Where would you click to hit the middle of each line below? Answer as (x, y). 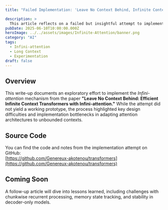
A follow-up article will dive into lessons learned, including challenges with (82, 191)
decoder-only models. (28, 202)
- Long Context (25, 51)
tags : (11, 42)
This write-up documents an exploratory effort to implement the (71, 93)
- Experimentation (29, 56)
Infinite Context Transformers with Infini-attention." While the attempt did (83, 104)
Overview (21, 81)
